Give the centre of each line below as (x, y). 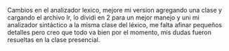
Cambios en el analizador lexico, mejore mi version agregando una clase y (115, 10)
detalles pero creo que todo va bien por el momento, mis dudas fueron (110, 32)
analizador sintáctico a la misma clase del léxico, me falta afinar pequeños (115, 25)
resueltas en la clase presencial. (54, 40)
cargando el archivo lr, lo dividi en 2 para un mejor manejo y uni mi (104, 17)
